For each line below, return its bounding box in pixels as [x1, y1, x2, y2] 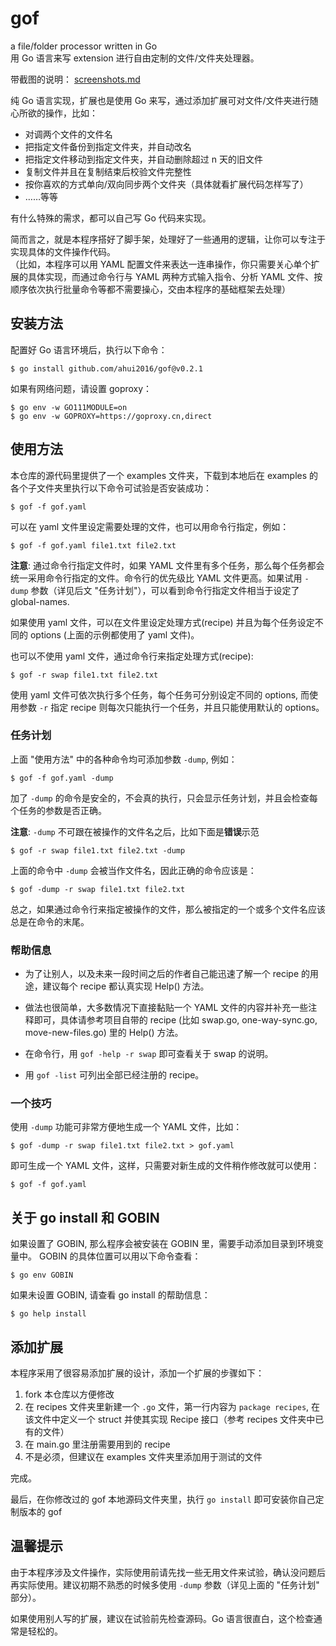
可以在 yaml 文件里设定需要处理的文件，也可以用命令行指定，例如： [10, 520, 290, 532]
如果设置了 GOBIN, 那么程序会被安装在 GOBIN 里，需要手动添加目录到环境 [10, 1238, 316, 1250]
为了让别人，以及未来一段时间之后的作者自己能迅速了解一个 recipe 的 [24, 968, 310, 980]
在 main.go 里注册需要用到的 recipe [24, 1438, 171, 1451]
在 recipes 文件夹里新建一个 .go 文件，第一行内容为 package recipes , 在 [24, 1401, 321, 1413]
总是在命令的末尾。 [10, 915, 90, 927]
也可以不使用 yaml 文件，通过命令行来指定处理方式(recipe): [10, 650, 254, 662]
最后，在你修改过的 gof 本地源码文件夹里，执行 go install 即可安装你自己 [10, 1493, 316, 1506]
